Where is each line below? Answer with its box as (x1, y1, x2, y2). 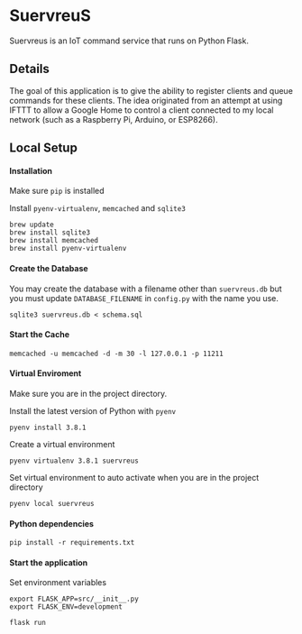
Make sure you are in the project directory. (9, 388, 168, 399)
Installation (9, 165, 52, 176)
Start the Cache (9, 329, 70, 340)
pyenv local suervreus (9, 499, 95, 508)
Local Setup (9, 141, 78, 156)
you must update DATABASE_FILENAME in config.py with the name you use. (9, 292, 279, 303)
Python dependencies (9, 518, 95, 528)
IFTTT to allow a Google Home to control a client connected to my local (9, 105, 274, 115)
